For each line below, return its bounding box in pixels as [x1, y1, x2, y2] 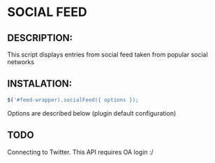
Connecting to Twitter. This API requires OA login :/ [7, 148, 154, 156]
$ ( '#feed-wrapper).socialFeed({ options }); [7, 96, 139, 103]
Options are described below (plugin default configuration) [7, 109, 177, 117]
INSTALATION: [7, 78, 73, 90]
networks [7, 58, 35, 66]
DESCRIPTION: [7, 32, 73, 44]
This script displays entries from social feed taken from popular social [7, 50, 208, 59]
